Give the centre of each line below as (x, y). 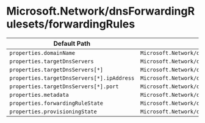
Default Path (72, 43)
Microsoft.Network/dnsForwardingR (101, 11)
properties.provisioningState (53, 111)
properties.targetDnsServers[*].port (64, 86)
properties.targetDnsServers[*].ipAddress (72, 78)
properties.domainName (42, 53)
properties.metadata (39, 95)
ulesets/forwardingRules (71, 24)
